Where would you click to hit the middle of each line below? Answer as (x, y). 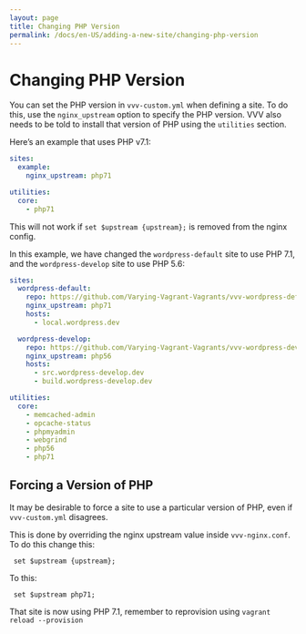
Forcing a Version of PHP (82, 485)
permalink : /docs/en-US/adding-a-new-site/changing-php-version (134, 35)
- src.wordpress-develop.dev (89, 373)
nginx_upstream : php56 (69, 356)
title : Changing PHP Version (65, 26)
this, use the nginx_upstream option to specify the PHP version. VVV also (146, 115)
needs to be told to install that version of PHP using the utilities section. (148, 125)
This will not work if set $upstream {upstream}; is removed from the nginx (148, 226)
